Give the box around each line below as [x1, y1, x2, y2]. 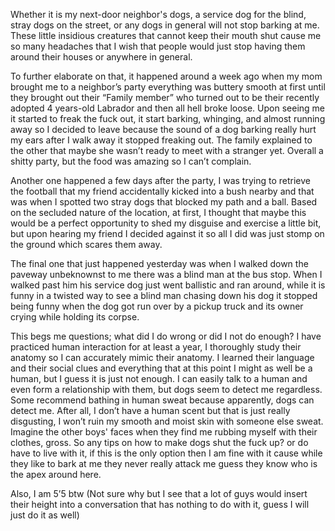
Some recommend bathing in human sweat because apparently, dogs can [10, 394, 315, 406]
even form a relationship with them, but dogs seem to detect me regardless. [10, 384, 323, 395]
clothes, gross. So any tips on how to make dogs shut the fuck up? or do [10, 437, 309, 448]
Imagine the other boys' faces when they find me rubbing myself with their [10, 426, 318, 438]
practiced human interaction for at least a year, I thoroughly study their [10, 341, 302, 353]
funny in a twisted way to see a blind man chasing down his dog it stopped [10, 290, 318, 301]
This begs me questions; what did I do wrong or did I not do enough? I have [10, 330, 322, 342]
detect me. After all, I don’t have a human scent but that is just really [10, 405, 291, 416]
